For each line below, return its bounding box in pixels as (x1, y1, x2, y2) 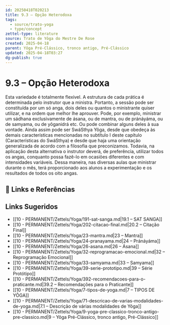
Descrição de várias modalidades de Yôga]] (49, 303, 142, 309)
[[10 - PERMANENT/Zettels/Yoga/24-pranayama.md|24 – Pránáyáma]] (12, 237, 161, 244)
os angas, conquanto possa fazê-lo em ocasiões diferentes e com (5, 154, 144, 160)
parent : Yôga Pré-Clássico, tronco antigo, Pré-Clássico (5, 46, 129, 51)
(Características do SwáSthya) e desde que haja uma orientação (5, 138, 141, 144)
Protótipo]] (12, 270, 36, 276)
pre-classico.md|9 (12, 314, 52, 320)
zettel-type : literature (5, 31, 58, 36)
